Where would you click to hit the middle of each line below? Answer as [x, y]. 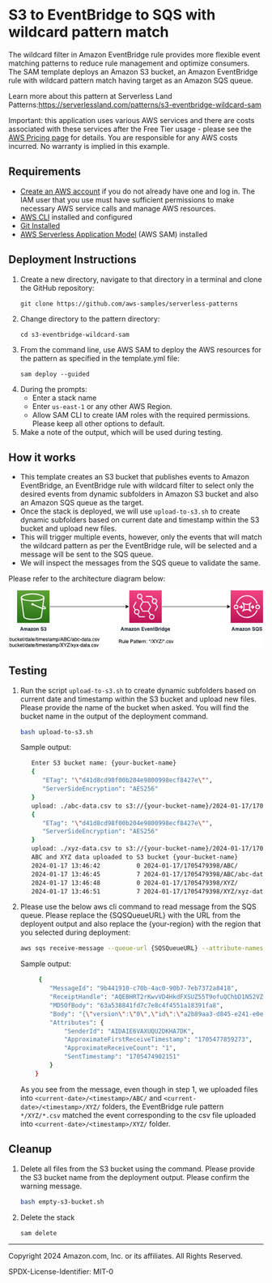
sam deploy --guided [55, 374]
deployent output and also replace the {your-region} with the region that [140, 924]
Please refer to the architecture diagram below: [87, 579]
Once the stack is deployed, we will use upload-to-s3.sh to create [130, 511]
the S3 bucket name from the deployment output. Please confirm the [134, 1177]
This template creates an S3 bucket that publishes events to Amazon [134, 477]
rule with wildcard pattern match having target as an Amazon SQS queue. [131, 80]
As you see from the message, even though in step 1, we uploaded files [139, 1089]
